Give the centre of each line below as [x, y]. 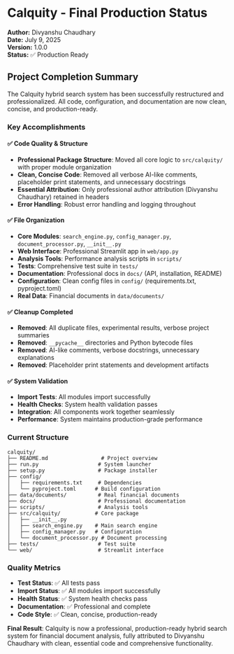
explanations [36, 358]
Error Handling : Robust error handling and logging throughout [107, 204]
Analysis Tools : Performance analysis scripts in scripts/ [100, 259]
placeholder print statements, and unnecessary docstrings [102, 182]
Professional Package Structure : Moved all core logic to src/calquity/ [120, 160]
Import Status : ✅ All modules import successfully [89, 591]
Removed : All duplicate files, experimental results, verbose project [113, 328]
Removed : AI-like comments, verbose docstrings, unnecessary [108, 350]
